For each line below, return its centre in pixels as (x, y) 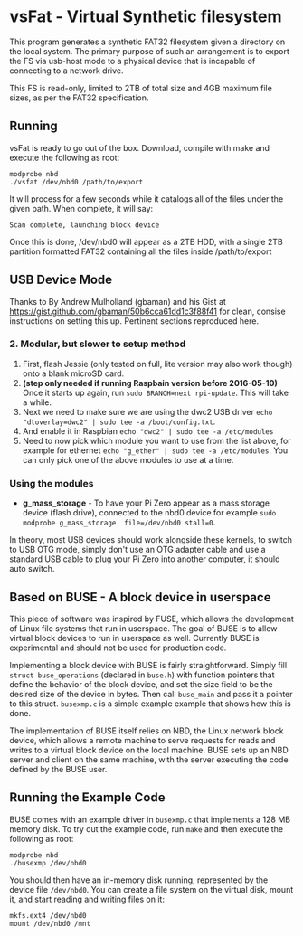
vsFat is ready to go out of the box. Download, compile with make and (139, 147)
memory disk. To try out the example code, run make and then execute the (146, 828)
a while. (37, 402)
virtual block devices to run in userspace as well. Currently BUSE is (134, 638)
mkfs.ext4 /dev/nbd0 (48, 915)
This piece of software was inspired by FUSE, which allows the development (151, 619)
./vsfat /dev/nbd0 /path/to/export (76, 182)
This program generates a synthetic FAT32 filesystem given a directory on (147, 42)
